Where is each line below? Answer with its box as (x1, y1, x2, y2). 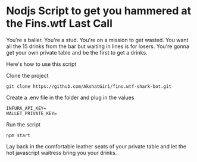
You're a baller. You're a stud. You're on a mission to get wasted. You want (6, 36, 189, 43)
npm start (6, 132, 31, 138)
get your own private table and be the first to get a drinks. (6, 49, 148, 56)
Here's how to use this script (6, 61, 77, 68)
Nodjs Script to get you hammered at (6, 4, 192, 18)
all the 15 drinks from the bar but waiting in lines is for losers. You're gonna (6, 43, 189, 50)
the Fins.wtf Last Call (6, 17, 113, 30)
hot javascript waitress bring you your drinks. (6, 149, 117, 156)
